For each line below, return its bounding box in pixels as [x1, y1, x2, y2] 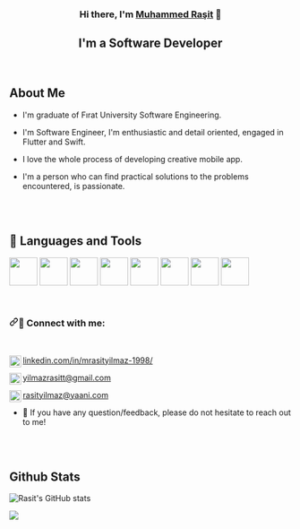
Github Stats [9, 470, 81, 485]
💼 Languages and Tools [9, 233, 142, 248]
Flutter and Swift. [21, 136, 86, 147]
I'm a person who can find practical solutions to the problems [21, 170, 249, 182]
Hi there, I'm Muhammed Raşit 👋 [79, 8, 222, 21]
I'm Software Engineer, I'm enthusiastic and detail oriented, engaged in [21, 126, 284, 137]
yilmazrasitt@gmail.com [22, 372, 112, 383]
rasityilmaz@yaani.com [22, 389, 109, 400]
